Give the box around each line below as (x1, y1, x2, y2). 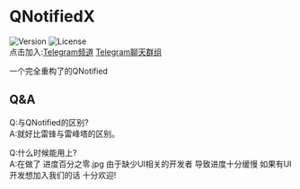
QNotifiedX (9, 6, 96, 27)
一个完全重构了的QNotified (9, 65, 108, 76)
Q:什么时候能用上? (9, 147, 77, 158)
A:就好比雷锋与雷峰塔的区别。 (9, 128, 119, 139)
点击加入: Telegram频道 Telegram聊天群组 (9, 47, 163, 57)
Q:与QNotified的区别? (9, 116, 89, 127)
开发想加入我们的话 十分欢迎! (9, 169, 117, 180)
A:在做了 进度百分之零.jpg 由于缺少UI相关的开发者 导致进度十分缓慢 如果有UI (9, 159, 292, 169)
